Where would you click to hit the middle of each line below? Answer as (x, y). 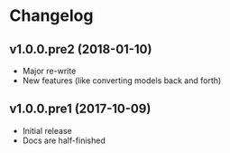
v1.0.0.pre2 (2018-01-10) (81, 49)
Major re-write (49, 71)
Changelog (51, 16)
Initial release (47, 130)
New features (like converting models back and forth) (122, 81)
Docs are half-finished (64, 140)
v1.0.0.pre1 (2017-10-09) (80, 109)
